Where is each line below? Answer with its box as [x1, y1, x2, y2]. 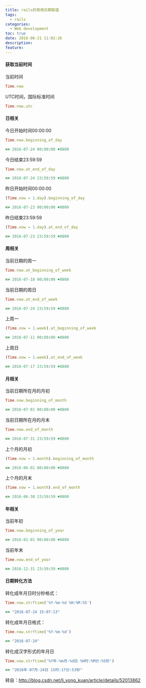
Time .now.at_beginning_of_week [5, 267, 71, 273]
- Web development [10, 26, 49, 31]
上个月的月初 [5, 446, 32, 452]
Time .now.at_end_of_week [5, 297, 58, 302]
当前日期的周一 [5, 257, 36, 263]
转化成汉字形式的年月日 [5, 648, 54, 654]
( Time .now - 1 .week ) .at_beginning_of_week [5, 326, 96, 331]
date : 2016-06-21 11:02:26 [5, 36, 62, 41]
